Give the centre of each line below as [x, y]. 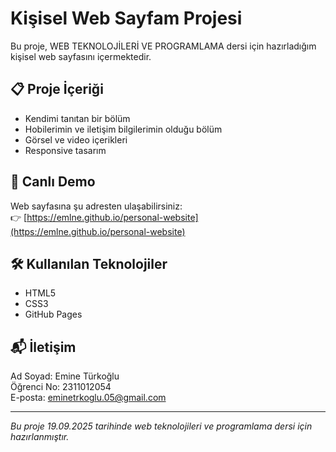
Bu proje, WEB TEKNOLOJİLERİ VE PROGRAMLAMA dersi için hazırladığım [163, 46]
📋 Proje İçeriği [57, 89]
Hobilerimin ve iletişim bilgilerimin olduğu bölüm [123, 129]
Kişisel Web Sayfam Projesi [126, 18]
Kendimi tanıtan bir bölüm [77, 118]
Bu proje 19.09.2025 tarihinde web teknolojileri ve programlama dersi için [161, 426]
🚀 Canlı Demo [53, 182]
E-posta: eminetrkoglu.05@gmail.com [88, 398]
